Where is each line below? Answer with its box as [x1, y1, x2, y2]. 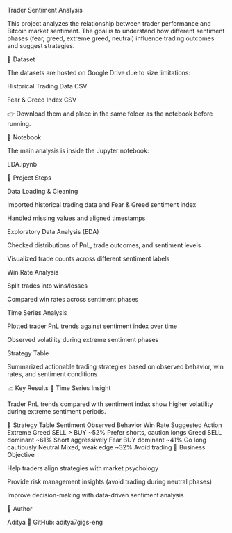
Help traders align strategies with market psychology [7, 464, 158, 472]
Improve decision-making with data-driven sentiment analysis [7, 491, 184, 499]
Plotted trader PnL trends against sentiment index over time [7, 322, 178, 330]
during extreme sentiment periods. [7, 408, 106, 415]
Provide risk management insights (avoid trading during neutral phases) [7, 477, 213, 486]
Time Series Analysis [7, 309, 67, 316]
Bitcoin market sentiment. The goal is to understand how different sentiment [7, 27, 225, 35]
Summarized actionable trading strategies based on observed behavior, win [7, 362, 224, 371]
